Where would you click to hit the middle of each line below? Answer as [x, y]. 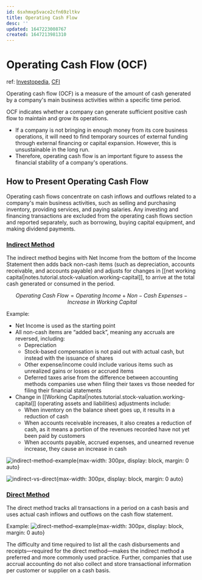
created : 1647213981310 [37, 35]
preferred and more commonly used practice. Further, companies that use [99, 557]
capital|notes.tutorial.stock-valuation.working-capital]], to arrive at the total [100, 277]
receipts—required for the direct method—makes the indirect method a [95, 551]
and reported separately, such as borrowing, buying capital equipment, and [101, 222]
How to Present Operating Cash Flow [78, 181]
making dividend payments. [41, 229]
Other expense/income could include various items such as [99, 365]
